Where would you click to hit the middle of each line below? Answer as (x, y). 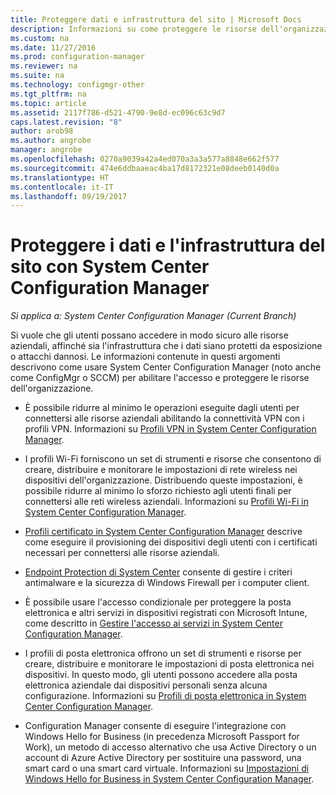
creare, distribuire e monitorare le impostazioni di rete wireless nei (161, 470)
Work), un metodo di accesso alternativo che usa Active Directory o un (170, 747)
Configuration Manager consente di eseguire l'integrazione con (155, 726)
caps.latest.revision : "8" (66, 122)
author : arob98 (42, 131)
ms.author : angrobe (51, 141)
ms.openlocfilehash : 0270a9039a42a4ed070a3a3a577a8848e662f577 (145, 159)
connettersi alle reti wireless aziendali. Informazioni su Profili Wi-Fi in (166, 502)
